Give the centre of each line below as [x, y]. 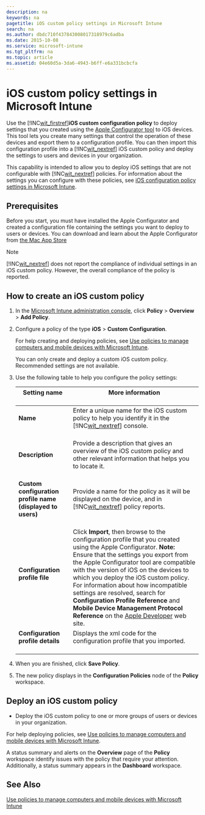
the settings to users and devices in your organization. [75, 156]
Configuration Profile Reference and [126, 601]
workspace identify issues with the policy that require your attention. [92, 759]
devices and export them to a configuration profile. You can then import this [102, 143]
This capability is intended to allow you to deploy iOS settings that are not [99, 167]
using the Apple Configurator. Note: [124, 547]
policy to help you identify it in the [121, 418]
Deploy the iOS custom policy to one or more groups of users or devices [106, 715]
